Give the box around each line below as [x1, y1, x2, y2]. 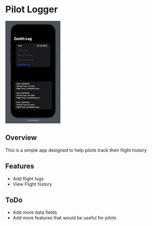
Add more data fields [12, 209, 57, 216]
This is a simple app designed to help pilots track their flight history [5, 147, 147, 153]
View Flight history [12, 181, 52, 187]
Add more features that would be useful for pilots [12, 215, 117, 221]
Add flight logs [12, 175, 44, 181]
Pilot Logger [5, 4, 58, 15]
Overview [5, 133, 37, 142]
